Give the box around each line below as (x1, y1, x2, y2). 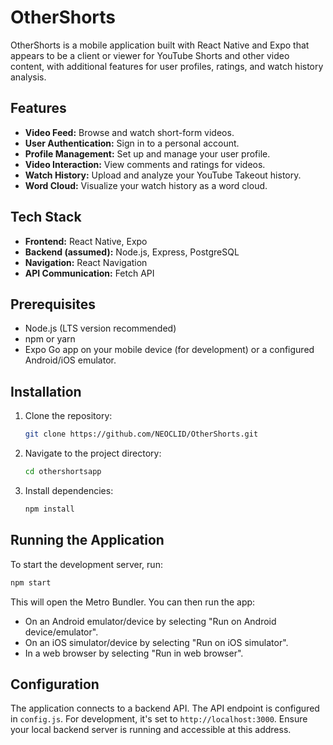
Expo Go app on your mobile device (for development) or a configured (24, 344, 315, 356)
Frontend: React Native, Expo (24, 235, 148, 247)
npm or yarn (24, 333, 76, 345)
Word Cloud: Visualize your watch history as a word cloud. (24, 179, 268, 191)
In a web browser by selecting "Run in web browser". (24, 647, 244, 659)
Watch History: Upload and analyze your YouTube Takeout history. (24, 169, 302, 181)
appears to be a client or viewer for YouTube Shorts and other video (10, 49, 290, 61)
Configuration (10, 676, 100, 693)
